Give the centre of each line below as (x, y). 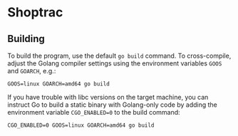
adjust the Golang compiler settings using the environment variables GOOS (115, 63)
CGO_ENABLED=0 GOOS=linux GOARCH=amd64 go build (81, 125)
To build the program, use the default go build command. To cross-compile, (119, 56)
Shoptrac (35, 12)
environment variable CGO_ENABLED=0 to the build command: (94, 112)
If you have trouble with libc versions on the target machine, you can (108, 97)
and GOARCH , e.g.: (32, 71)
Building (26, 39)
